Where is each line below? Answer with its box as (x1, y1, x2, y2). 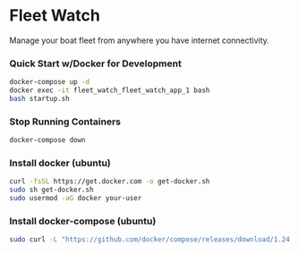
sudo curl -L (9, 235, 58, 244)
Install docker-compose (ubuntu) (9, 215, 157, 227)
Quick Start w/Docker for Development (9, 57, 182, 70)
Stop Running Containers (9, 115, 121, 128)
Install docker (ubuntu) (9, 156, 111, 169)
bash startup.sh (9, 94, 70, 103)
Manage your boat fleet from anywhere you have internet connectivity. (9, 35, 270, 46)
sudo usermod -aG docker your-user (9, 194, 142, 203)
